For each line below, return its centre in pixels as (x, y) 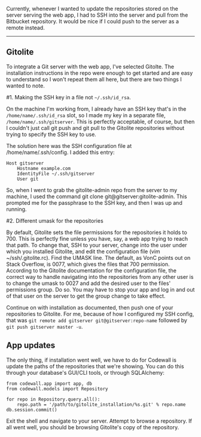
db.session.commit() (32, 409)
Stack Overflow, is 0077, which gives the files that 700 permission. (88, 264)
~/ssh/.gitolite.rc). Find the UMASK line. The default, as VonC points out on (98, 257)
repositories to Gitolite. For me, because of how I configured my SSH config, (100, 314)
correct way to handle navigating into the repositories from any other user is (100, 277)
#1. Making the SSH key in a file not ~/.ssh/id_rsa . (69, 97)
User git (28, 179)
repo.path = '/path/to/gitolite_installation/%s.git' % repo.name (101, 404)
